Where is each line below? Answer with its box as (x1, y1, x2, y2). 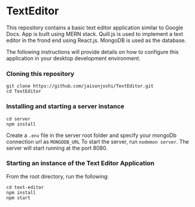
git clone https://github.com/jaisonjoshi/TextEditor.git (6, 83, 154, 89)
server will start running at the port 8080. (6, 144, 108, 151)
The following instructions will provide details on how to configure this (6, 48, 179, 55)
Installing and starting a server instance (6, 102, 124, 111)
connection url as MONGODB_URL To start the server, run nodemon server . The (6, 138, 190, 145)
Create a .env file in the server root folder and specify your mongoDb (6, 132, 177, 139)
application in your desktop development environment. (6, 54, 141, 62)
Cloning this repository (6, 69, 75, 78)
